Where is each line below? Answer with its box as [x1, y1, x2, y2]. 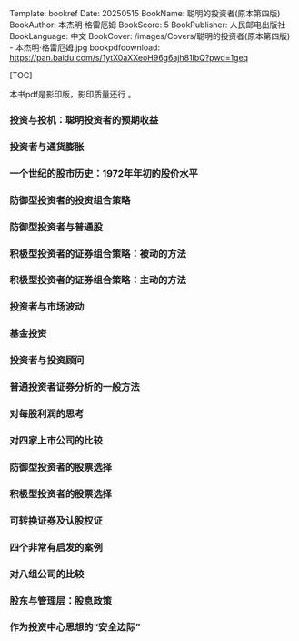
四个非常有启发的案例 [9, 541, 103, 554]
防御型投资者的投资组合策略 [9, 194, 131, 207]
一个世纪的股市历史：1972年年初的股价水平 [9, 167, 198, 179]
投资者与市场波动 [9, 300, 85, 313]
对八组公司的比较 [9, 567, 85, 580]
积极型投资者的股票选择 [9, 487, 112, 500]
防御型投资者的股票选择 [9, 461, 112, 473]
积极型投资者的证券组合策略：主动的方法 [9, 274, 186, 287]
